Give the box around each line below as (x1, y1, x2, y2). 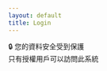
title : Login (8, 19, 52, 27)
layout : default (8, 11, 62, 20)
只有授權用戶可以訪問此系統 (8, 54, 99, 63)
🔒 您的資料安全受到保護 (8, 41, 85, 51)
